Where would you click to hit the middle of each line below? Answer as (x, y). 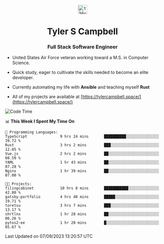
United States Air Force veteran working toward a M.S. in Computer (80, 58)
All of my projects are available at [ (47, 97)
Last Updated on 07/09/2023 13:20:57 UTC (49, 236)
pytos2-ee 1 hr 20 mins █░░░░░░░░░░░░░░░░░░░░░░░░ (82, 223)
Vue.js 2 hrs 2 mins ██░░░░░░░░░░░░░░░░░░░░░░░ (82, 154)
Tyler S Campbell (82, 32)
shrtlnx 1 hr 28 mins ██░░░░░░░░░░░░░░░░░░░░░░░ (82, 214)
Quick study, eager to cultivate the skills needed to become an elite (80, 72)
